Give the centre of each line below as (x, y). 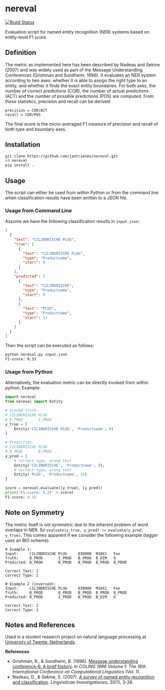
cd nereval (16, 161)
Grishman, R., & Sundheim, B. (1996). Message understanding (75, 661)
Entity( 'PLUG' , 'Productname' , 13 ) (51, 474)
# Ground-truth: (22, 411)
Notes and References (40, 625)
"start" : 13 (35, 318)
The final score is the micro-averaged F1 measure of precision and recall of (82, 124)
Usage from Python (29, 372)
